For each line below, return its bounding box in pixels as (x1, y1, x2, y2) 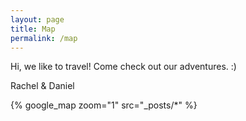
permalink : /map (10, 33, 78, 43)
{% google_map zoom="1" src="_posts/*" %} (10, 99, 198, 111)
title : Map (10, 24, 56, 34)
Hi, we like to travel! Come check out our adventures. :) (10, 61, 237, 73)
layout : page (10, 14, 65, 25)
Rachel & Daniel (10, 80, 75, 92)
